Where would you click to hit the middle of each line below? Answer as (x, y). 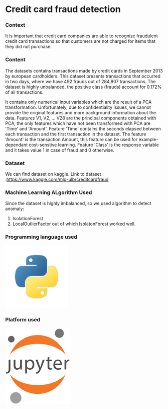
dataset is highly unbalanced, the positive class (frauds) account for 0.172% (83, 87)
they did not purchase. (28, 47)
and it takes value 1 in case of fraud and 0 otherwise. (60, 150)
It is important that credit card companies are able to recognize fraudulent (81, 36)
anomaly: (15, 209)
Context (15, 25)
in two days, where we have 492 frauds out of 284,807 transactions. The (81, 81)
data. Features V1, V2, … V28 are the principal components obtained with (81, 118)
